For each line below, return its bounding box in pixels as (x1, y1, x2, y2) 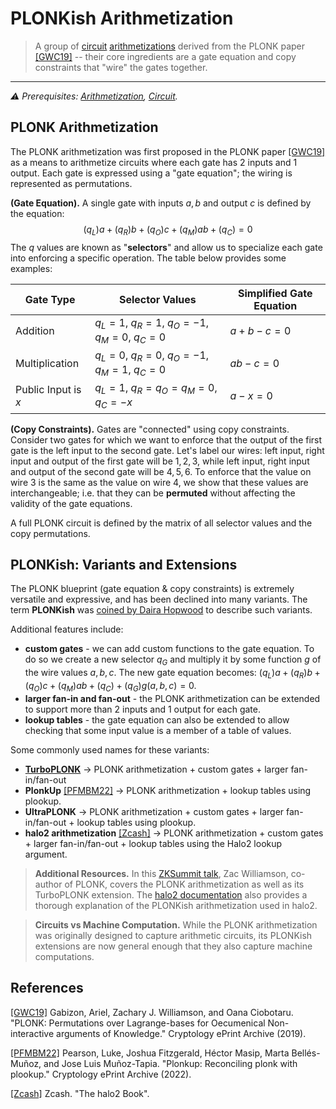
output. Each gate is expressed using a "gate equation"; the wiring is (10, 167, 293, 179)
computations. (34, 950, 95, 962)
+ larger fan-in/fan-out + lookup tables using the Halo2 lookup (24, 837, 283, 849)
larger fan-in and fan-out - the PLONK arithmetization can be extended (24, 692, 321, 704)
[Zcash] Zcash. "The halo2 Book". (10, 1087, 150, 1099)
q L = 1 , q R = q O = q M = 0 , (94, 381, 218, 397)
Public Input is (15, 383, 82, 397)
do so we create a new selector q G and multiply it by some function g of (24, 653, 322, 668)
